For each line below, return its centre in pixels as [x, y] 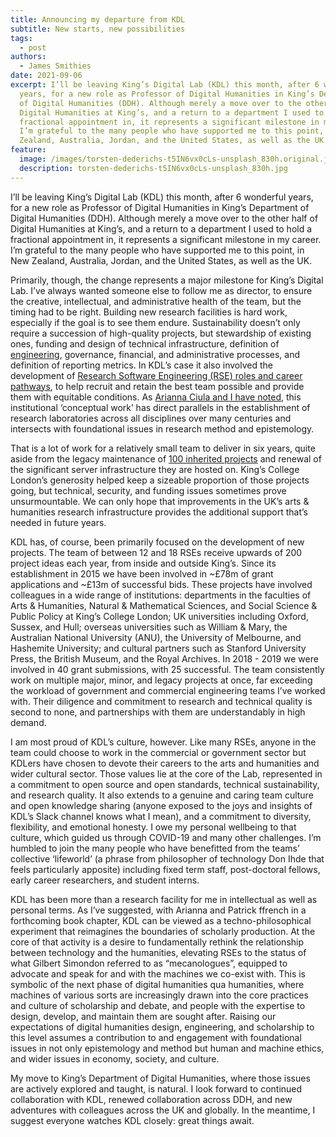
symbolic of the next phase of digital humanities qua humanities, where [157, 984]
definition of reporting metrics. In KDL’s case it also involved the [141, 365]
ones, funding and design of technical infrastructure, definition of [145, 343]
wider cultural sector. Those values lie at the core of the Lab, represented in [166, 773]
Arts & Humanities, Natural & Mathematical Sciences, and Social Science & [164, 605]
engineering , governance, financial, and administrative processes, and [155, 354]
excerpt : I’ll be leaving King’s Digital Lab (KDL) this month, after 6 [165, 85]
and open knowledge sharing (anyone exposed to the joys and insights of [161, 805]
